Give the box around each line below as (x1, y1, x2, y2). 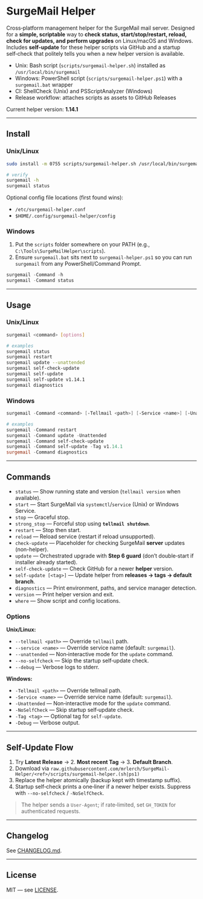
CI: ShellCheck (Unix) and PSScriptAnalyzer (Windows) (14, 87, 153, 94)
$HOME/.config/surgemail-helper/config (14, 213, 116, 219)
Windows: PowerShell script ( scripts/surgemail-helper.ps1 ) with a (14, 74, 182, 82)
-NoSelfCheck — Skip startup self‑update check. (14, 706, 135, 714)
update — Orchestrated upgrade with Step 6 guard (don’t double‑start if (14, 552, 194, 559)
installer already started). (14, 558, 78, 565)
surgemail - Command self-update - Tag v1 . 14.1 (6, 444, 123, 450)
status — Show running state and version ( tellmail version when (14, 487, 181, 495)
